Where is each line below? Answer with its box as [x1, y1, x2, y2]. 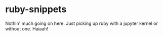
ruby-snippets [5, 4, 67, 15]
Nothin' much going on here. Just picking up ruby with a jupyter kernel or [5, 20, 158, 26]
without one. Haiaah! [5, 25, 49, 31]
